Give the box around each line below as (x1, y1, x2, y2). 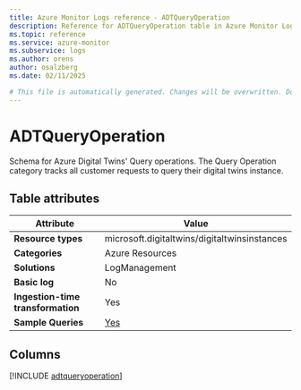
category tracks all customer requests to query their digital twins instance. (9, 165, 284, 175)
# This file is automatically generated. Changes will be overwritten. (9, 87, 282, 97)
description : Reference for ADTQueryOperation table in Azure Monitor (9, 21, 279, 30)
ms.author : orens (9, 55, 74, 64)
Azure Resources (104, 247, 177, 259)
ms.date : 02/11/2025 (9, 72, 87, 81)
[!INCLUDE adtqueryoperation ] (9, 370, 123, 381)
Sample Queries (13, 317, 83, 329)
